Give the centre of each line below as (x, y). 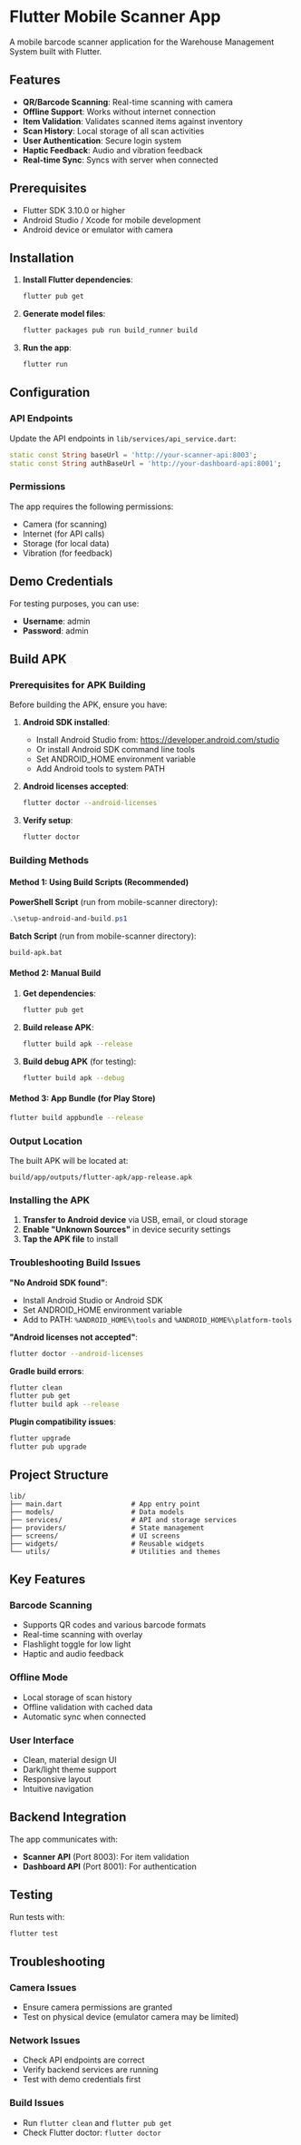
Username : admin (56, 621)
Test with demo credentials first (82, 2080)
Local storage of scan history (77, 1697)
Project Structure (59, 1476)
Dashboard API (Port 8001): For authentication (109, 1866)
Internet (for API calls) (63, 534)
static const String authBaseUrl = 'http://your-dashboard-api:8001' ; (146, 463)
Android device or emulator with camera (98, 230)
